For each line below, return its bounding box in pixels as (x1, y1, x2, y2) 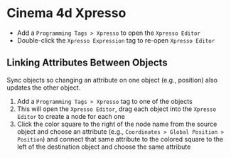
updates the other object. (6, 83, 81, 92)
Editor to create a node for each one (16, 112, 125, 120)
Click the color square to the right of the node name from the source (16, 120, 217, 128)
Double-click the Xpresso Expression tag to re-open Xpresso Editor (16, 36, 215, 44)
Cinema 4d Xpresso (6, 5, 127, 21)
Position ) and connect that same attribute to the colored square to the (16, 135, 224, 143)
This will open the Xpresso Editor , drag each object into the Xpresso (16, 105, 217, 113)
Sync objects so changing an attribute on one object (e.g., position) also (6, 75, 218, 84)
